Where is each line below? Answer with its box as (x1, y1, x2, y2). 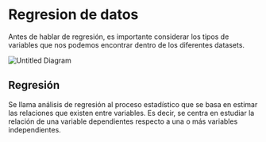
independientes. (8, 125, 61, 134)
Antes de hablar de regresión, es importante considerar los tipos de (8, 32, 229, 41)
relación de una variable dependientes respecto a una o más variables (8, 117, 238, 126)
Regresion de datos (8, 6, 139, 24)
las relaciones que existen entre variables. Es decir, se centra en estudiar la (8, 108, 255, 117)
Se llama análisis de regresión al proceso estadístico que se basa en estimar (8, 99, 258, 109)
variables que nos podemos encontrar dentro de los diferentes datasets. (8, 40, 245, 49)
